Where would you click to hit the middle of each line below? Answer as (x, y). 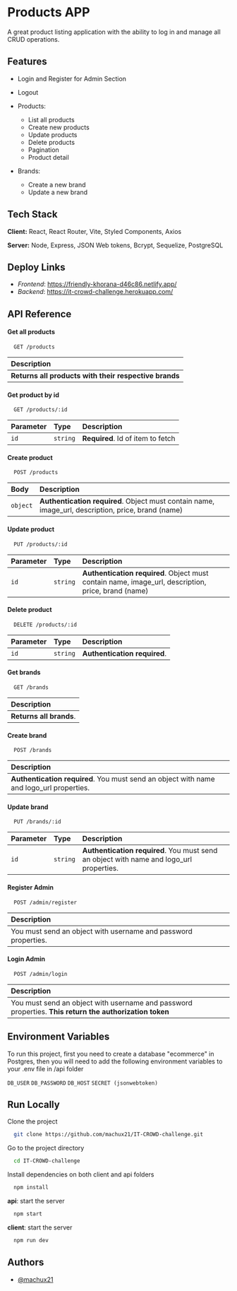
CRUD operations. (34, 39)
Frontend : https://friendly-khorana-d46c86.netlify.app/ (97, 284)
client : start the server (40, 1227)
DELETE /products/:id (45, 625)
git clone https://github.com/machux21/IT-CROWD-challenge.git (108, 1135)
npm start (28, 1214)
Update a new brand (58, 192)
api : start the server (36, 1201)
